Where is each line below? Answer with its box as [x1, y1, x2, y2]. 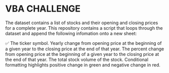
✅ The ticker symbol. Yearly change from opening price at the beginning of [5, 40, 162, 46]
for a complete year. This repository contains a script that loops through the [5, 25, 163, 31]
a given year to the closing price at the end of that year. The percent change [5, 46, 164, 52]
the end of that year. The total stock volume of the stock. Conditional [5, 56, 148, 62]
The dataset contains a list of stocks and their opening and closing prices [5, 20, 158, 26]
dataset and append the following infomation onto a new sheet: [5, 30, 137, 36]
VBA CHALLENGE [5, 3, 81, 15]
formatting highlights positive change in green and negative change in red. [5, 61, 161, 68]
